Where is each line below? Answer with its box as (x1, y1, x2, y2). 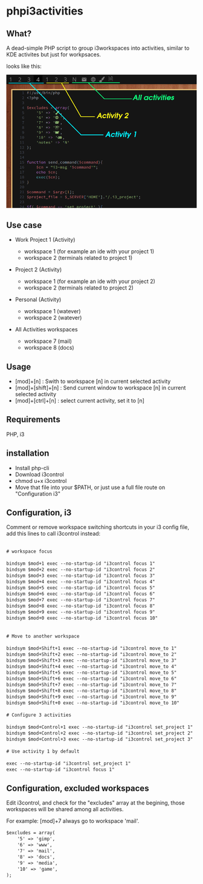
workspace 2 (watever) (24, 314, 82, 322)
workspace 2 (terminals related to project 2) (24, 284, 134, 291)
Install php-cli (14, 464, 50, 471)
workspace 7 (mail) (24, 337, 72, 345)
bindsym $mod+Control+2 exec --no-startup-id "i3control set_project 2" (6, 730, 193, 737)
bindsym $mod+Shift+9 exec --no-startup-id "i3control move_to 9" (6, 694, 177, 700)
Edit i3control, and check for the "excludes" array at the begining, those (6, 799, 185, 806)
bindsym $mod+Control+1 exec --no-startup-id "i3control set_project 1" (6, 724, 193, 731)
